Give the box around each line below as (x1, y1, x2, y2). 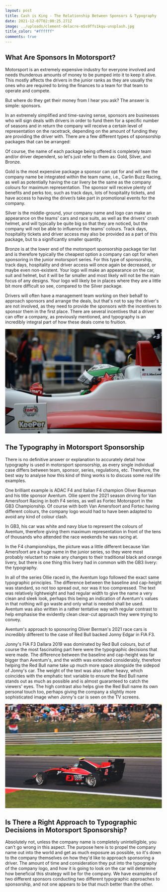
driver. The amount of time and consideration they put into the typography (5, 860, 158, 866)
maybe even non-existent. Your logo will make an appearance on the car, (5, 267, 155, 273)
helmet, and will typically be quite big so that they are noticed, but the (5, 220, 148, 226)
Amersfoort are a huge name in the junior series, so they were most (5, 549, 143, 555)
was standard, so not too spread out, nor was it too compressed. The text (5, 585, 156, 591)
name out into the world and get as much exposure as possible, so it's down (5, 850, 162, 856)
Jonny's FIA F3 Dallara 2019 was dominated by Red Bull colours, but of (5, 641, 151, 647)
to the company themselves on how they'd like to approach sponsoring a (5, 855, 155, 861)
